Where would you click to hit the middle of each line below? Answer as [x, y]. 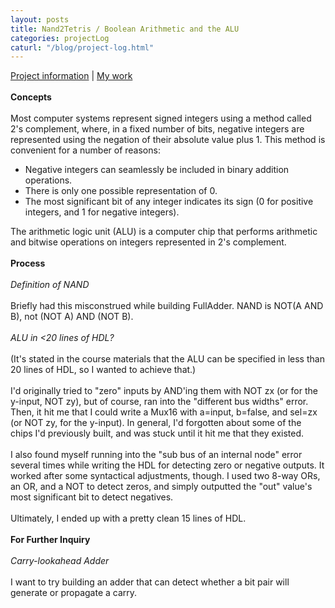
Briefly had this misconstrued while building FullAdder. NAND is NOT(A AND [167, 306]
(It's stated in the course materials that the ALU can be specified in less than [167, 359]
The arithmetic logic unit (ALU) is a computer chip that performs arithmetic [164, 232]
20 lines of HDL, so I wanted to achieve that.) [103, 370]
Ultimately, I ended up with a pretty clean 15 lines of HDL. [128, 518]
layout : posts [40, 19]
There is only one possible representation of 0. [121, 191]
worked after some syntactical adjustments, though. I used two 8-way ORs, [165, 476]
